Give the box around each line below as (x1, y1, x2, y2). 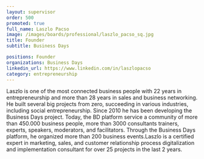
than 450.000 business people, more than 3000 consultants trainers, (6, 120, 180, 127)
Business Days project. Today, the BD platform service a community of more (6, 113, 198, 121)
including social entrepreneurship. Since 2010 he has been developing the (6, 107, 192, 115)
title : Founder (6, 37, 45, 43)
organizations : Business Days (6, 59, 83, 66)
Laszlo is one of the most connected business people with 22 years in (6, 88, 181, 95)
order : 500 (6, 15, 34, 21)
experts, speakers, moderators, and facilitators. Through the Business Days (6, 126, 196, 134)
